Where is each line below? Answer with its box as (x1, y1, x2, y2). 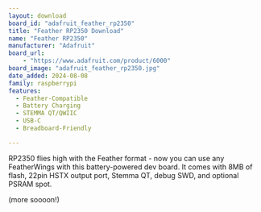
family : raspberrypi (8, 79, 78, 87)
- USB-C (15, 117, 42, 125)
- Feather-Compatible (15, 94, 89, 102)
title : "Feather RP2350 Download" (8, 27, 125, 35)
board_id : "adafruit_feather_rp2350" (8, 19, 135, 27)
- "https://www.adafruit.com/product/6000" (23, 57, 172, 65)
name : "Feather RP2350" (8, 34, 89, 43)
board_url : (8, 49, 45, 57)
